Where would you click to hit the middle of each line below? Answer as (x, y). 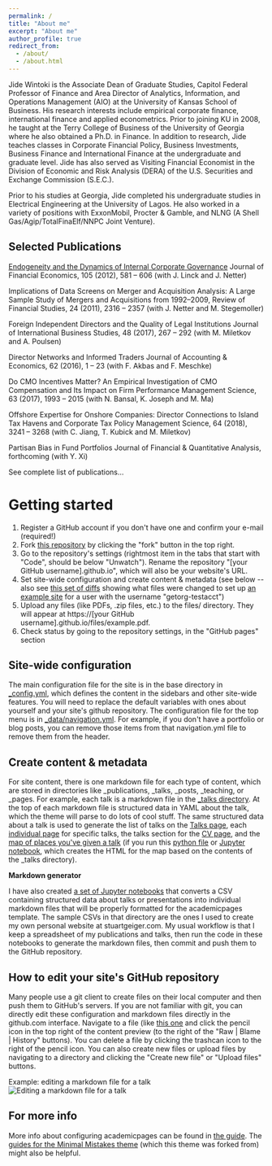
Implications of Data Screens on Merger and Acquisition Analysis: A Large (132, 290)
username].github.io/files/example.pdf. (85, 622)
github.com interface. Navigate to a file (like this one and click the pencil (129, 1023)
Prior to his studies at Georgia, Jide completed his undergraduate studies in (135, 195)
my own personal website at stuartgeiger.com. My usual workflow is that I (132, 926)
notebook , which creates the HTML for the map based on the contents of (131, 851)
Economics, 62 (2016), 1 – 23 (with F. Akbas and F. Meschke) (110, 365)
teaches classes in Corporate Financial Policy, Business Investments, (124, 145)
